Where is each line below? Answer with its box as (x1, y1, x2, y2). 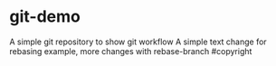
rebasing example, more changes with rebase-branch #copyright (9, 45, 252, 56)
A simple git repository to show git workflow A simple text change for (9, 36, 267, 47)
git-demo (9, 6, 81, 27)
